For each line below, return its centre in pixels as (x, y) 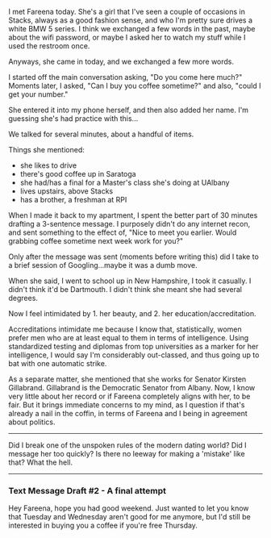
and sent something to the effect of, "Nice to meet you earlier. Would (123, 232)
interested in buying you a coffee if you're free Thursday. (103, 525)
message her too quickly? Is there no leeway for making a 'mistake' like (127, 454)
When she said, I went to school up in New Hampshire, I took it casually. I (130, 281)
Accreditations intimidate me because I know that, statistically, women (125, 329)
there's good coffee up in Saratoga (78, 174)
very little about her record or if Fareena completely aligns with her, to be (129, 396)
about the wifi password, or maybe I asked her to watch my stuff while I (127, 37)
